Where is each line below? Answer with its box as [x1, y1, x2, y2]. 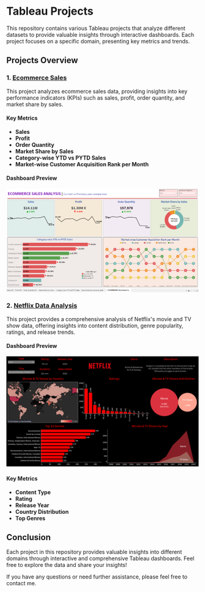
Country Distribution [15, 508, 69, 515]
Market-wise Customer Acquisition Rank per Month [15, 160, 149, 168]
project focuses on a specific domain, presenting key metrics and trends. [6, 37, 190, 45]
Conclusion [6, 532, 51, 542]
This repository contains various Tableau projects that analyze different [6, 24, 186, 32]
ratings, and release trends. [6, 328, 76, 336]
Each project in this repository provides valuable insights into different [6, 549, 182, 556]
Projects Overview [6, 55, 78, 65]
